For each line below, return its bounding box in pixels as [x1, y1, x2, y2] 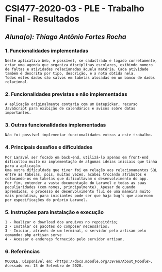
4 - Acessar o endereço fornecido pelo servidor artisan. [5, 237, 125, 242]
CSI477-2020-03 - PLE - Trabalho [5, 3, 145, 14]
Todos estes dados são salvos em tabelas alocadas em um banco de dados [5, 75, 155, 80]
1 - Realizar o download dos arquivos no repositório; [5, 220, 118, 225]
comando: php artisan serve [5, 233, 62, 237]
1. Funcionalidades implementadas [5, 47, 89, 54]
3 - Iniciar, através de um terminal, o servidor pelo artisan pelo [5, 228, 146, 234]
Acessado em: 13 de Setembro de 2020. [5, 263, 83, 268]
